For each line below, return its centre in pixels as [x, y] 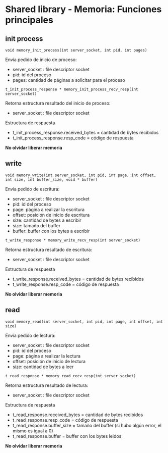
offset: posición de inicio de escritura [51, 215]
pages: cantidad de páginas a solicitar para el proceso [69, 80]
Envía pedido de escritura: [32, 189]
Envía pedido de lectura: [30, 335]
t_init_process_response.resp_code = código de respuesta [73, 138]
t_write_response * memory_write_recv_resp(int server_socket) [73, 240]
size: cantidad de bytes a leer [43, 367]
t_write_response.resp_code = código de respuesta [66, 284]
